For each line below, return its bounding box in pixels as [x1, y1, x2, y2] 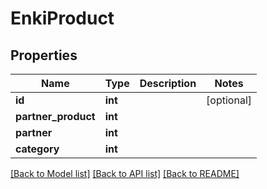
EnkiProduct [10, 7, 115, 30]
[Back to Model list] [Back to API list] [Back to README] [10, 168, 240, 179]
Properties [10, 47, 78, 64]
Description [139, 77, 197, 90]
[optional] [206, 93, 253, 107]
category [15, 142, 60, 156]
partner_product [15, 110, 96, 123]
